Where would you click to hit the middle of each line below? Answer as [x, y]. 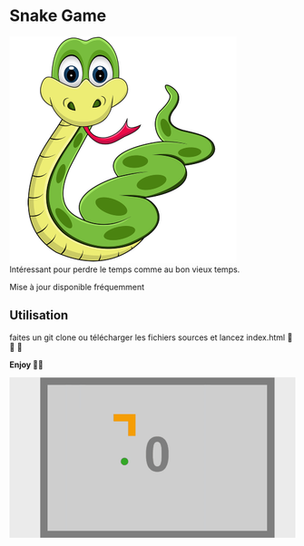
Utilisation [39, 315]
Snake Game [58, 16]
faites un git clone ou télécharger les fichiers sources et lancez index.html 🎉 [151, 337]
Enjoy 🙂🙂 [26, 365]
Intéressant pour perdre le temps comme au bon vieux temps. [125, 269]
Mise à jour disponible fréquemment [77, 287]
